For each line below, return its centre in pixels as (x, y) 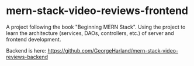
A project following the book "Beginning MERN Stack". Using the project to (96, 27)
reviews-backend (27, 57)
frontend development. (34, 39)
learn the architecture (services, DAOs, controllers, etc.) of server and (90, 33)
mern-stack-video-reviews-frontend (97, 11)
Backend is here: (26, 50)
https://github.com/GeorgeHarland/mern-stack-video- (113, 50)
